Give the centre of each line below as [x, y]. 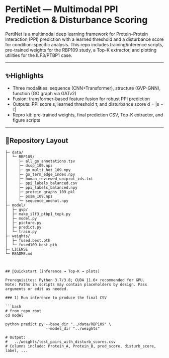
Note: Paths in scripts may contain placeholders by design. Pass [76, 284]
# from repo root [23, 311]
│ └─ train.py [21, 232]
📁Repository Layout [37, 141]
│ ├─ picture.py [23, 223]
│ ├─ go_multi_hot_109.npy [38, 170]
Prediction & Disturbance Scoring [76, 20]
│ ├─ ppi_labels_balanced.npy [41, 187]
